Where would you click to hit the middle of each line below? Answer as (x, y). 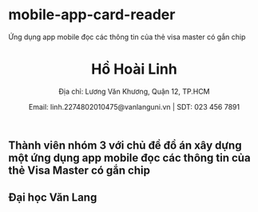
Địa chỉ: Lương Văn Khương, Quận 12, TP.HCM (134, 91)
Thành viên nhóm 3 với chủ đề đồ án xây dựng (125, 145)
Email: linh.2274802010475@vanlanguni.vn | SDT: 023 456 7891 (134, 106)
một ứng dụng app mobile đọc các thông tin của (129, 158)
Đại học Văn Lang (53, 198)
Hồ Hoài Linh (134, 69)
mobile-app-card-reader (92, 15)
